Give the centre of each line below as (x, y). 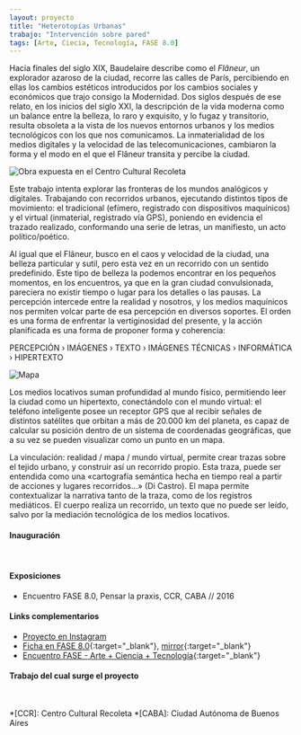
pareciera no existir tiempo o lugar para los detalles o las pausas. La (135, 292)
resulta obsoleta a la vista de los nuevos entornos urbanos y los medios (142, 126)
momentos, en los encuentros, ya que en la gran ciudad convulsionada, (142, 283)
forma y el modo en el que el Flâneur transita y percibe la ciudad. (130, 155)
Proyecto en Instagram (64, 636)
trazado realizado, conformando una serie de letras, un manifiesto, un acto (147, 227)
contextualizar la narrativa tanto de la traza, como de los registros (131, 496)
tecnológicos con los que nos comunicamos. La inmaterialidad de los (137, 135)
